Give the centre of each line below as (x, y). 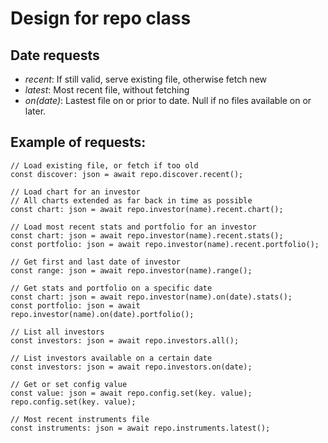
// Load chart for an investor (75, 192)
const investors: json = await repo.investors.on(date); (131, 367)
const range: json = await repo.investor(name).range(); (131, 270)
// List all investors (57, 332)
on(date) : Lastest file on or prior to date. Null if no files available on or (168, 100)
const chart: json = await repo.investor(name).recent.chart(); (147, 209)
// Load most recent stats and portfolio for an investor (133, 227)
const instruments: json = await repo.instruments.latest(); (140, 428)
